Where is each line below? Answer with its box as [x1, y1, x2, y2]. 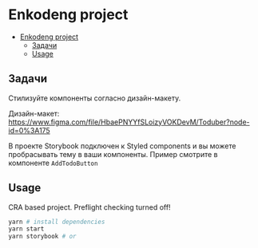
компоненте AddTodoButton [8, 158, 98, 167]
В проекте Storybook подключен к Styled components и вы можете [8, 141, 236, 151]
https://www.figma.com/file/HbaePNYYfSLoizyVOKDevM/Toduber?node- [8, 117, 250, 127]
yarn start [8, 225, 45, 233]
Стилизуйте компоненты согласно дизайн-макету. [8, 93, 181, 103]
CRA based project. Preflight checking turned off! [8, 202, 171, 212]
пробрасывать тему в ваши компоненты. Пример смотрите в [8, 149, 218, 159]
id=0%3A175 [8, 125, 50, 135]
